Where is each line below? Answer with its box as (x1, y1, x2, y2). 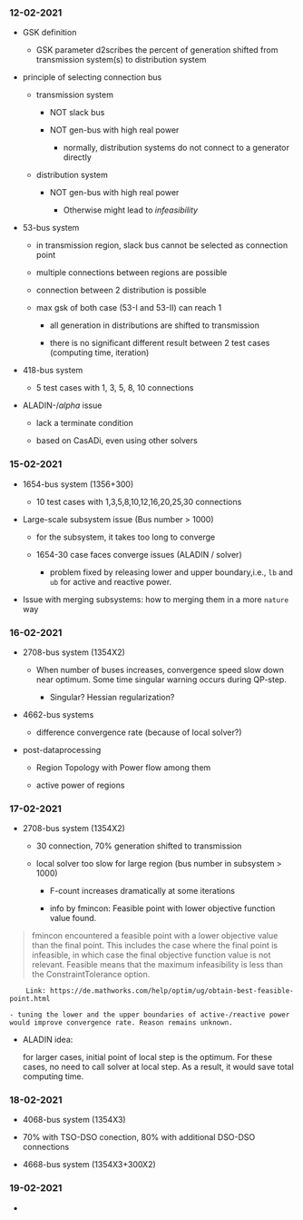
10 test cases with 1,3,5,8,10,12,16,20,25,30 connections (35, 496, 242, 507)
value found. (49, 913, 97, 924)
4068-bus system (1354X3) (22, 1115, 126, 1126)
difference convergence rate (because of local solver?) (35, 727, 242, 738)
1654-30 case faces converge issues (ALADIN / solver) (35, 549, 242, 560)
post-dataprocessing (22, 744, 102, 755)
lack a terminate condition (35, 418, 133, 429)
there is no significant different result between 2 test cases (49, 338, 270, 349)
